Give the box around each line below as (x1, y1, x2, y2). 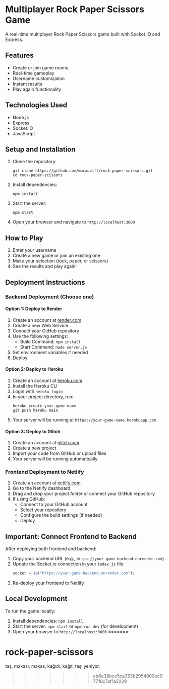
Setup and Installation (5, 145, 76, 154)
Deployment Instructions (5, 278, 85, 287)
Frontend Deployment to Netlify (5, 469, 84, 476)
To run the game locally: (5, 608, 55, 614)
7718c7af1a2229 (93, 678, 127, 684)
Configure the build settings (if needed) (20, 512, 102, 518)
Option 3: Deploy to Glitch (5, 428, 61, 434)
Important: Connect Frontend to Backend (5, 532, 137, 541)
